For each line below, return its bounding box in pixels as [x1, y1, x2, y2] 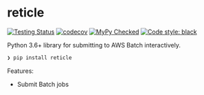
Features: [7, 67, 34, 75]
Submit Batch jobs [16, 80, 69, 88]
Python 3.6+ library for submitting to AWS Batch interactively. [7, 41, 181, 49]
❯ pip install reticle [7, 54, 72, 61]
